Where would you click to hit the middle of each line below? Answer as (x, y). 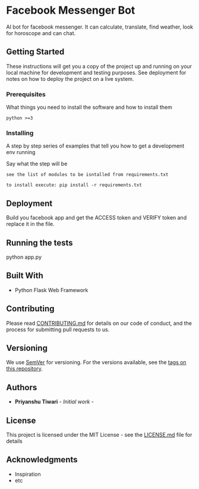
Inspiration (28, 474)
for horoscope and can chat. (41, 33)
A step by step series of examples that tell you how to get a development (95, 146)
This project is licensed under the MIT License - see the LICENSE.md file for (99, 435)
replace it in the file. (30, 224)
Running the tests (40, 242)
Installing (20, 133)
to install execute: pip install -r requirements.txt (74, 185)
